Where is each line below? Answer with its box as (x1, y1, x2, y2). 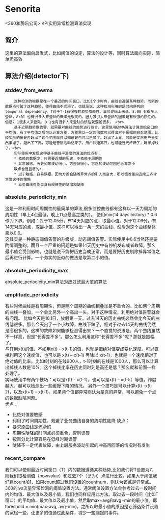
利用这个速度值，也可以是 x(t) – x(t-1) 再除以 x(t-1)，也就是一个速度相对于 (9, 352, 158, 358)
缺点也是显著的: (14, 167, 42, 172)
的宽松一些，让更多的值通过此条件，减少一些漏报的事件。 (5, 509, 121, 516)
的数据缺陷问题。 (5, 395, 40, 401)
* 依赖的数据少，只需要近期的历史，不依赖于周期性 (14, 156, 103, 161)
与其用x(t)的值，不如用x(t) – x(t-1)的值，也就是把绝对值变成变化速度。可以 (5, 346, 155, 352)
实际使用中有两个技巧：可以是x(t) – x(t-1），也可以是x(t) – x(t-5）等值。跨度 (5, 377, 157, 383)
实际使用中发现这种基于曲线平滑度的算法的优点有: (14, 151, 101, 156)
